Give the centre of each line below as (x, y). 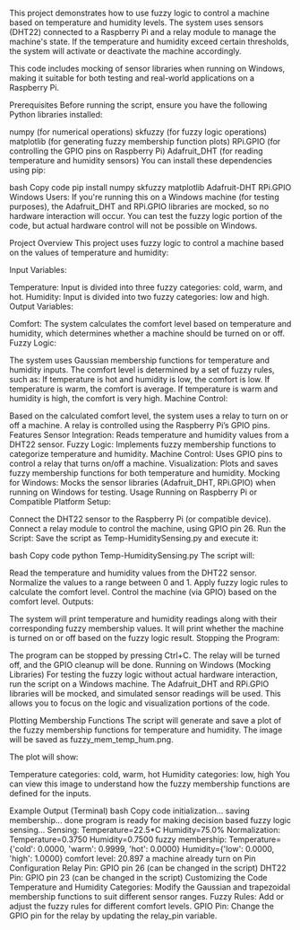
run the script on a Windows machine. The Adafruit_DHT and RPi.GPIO (139, 684)
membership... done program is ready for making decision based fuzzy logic (150, 820)
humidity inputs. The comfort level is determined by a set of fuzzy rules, (142, 370)
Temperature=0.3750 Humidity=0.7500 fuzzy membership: (118, 839)
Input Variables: (38, 270)
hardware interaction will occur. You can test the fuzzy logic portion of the (146, 216)
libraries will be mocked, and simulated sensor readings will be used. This (145, 693)
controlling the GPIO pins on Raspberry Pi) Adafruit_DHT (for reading (136, 151)
